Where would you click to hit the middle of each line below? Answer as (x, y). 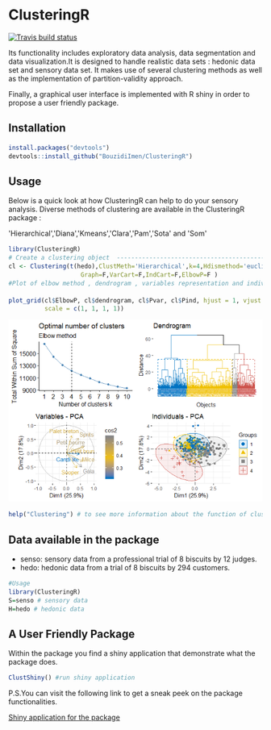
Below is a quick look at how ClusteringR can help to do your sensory (123, 201)
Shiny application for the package (65, 717)
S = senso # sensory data (48, 600)
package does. (33, 662)
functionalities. (33, 702)
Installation (37, 128)
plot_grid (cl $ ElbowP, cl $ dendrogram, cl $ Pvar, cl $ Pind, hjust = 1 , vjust (135, 300)
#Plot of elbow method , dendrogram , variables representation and (126, 283)
